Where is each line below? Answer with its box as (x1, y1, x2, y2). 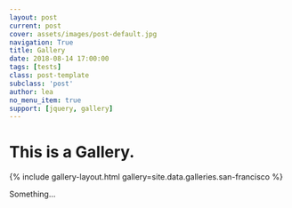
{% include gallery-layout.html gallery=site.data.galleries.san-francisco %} (9, 172, 283, 182)
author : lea (9, 87, 53, 96)
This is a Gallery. (9, 142, 135, 163)
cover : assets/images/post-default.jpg (9, 29, 158, 38)
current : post (9, 21, 62, 30)
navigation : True (9, 37, 74, 47)
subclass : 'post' (9, 79, 74, 88)
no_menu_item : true (9, 95, 82, 105)
